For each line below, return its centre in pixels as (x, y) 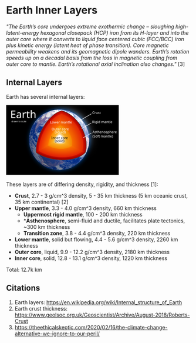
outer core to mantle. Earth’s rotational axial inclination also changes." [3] (96, 64)
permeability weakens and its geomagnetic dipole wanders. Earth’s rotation (98, 51)
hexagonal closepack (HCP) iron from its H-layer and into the (114, 32)
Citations (23, 288)
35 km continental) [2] (41, 202)
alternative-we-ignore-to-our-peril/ (57, 334)
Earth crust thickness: (41, 308)
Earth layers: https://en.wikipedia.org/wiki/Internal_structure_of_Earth (98, 302)
